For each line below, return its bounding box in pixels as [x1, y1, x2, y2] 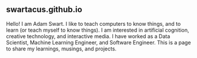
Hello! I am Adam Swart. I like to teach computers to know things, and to [6, 20, 181, 27]
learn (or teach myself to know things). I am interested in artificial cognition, [6, 26, 189, 33]
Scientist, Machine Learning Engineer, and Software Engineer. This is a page [6, 39, 191, 46]
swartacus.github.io [6, 5, 82, 15]
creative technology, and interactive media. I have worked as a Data [6, 32, 171, 40]
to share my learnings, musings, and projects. [6, 45, 116, 52]
